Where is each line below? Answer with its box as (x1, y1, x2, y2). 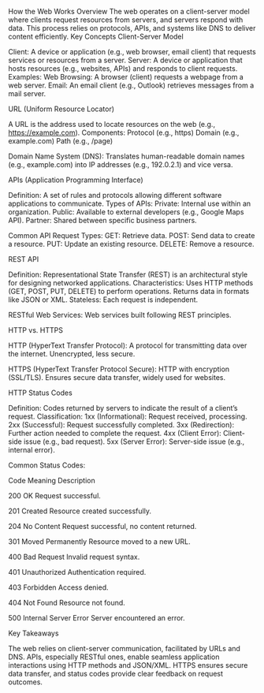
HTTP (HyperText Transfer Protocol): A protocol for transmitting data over (8, 341, 247, 350)
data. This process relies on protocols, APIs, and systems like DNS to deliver (8, 24, 256, 32)
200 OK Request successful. (8, 491, 101, 500)
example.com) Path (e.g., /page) (8, 136, 113, 145)
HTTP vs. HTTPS (8, 326, 63, 334)
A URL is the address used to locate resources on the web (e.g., (8, 120, 215, 129)
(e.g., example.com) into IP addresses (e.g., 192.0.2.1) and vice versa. (8, 160, 234, 169)
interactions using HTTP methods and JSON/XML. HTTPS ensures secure (8, 661, 248, 669)
